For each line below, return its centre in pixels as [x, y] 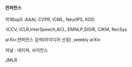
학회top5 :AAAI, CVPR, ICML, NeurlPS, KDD [50, 19]
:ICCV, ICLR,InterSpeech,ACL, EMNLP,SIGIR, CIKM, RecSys [66, 29]
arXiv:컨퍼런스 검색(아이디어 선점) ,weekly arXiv [53, 40]
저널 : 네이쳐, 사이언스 [27, 50]
